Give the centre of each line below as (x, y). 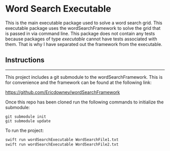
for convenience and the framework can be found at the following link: (78, 82)
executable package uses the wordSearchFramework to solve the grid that (83, 28)
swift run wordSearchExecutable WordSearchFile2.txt (62, 144)
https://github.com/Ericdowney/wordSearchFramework (63, 92)
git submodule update (28, 121)
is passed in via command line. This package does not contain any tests (80, 33)
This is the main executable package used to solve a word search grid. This (84, 23)
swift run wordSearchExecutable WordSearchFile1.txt (62, 139)
